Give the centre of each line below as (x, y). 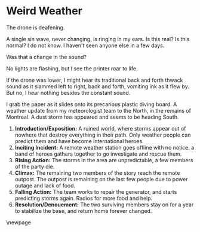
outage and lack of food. (45, 185)
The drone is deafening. (36, 27)
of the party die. (35, 166)
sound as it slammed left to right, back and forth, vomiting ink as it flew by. (98, 86)
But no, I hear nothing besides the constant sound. (68, 92)
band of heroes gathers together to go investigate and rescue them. (98, 154)
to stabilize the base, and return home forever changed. (83, 211)
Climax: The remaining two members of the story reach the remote (97, 173)
